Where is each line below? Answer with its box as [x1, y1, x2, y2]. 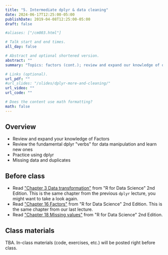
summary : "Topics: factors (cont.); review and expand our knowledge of [5, 62, 160, 68]
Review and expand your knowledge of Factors [12, 136, 110, 142]
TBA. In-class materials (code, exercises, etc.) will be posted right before [5, 239, 155, 246]
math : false [5, 104, 30, 109]
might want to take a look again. [12, 196, 78, 202]
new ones [12, 147, 33, 153]
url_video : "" [5, 86, 35, 91]
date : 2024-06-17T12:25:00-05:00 [5, 12, 75, 17]
